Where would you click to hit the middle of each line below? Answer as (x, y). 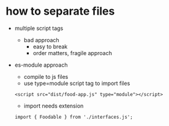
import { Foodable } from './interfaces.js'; (73, 117)
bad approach (41, 40)
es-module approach (41, 65)
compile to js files (46, 76)
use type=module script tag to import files (77, 83)
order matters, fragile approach (73, 53)
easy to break (50, 46)
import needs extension (54, 106)
